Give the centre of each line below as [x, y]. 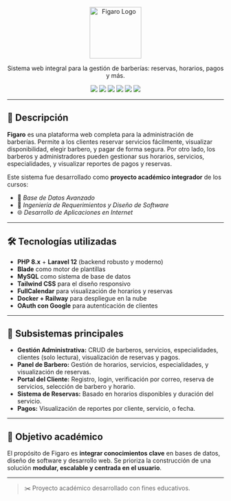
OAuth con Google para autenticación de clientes [87, 306]
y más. [115, 75]
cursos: [18, 184]
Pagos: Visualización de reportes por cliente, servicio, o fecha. [106, 409]
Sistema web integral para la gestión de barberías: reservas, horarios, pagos [115, 68]
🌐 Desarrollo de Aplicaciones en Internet [75, 212]
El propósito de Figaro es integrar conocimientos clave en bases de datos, [114, 454]
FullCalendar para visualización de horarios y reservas [95, 291]
